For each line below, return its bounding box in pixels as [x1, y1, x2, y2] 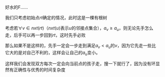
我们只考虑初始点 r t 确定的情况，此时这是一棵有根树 [5, 15, 108, 21]
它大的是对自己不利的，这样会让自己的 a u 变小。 [5, 50, 101, 56]
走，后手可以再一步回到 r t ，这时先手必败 [5, 32, 86, 38]
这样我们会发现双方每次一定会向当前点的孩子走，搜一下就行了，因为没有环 [5, 61, 156, 67]
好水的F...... [5, 4, 28, 10]
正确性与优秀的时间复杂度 [13, 67, 65, 73]
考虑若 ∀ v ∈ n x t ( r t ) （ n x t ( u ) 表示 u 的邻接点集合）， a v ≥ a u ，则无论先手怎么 [5, 25, 154, 32]
